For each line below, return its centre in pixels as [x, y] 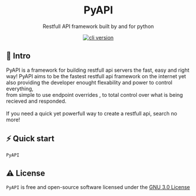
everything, [20, 89]
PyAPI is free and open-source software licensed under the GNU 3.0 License [98, 187]
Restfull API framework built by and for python [98, 26]
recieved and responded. [36, 101]
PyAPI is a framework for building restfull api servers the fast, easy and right [98, 70]
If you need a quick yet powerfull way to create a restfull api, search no [92, 113]
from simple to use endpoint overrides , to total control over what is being [94, 94]
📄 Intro [18, 56]
